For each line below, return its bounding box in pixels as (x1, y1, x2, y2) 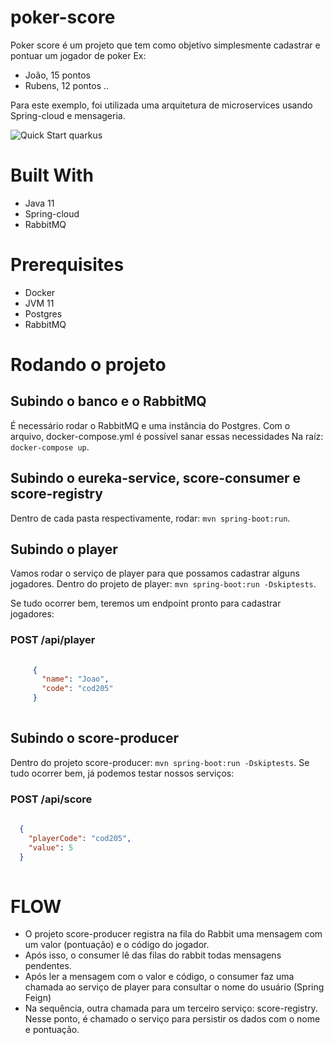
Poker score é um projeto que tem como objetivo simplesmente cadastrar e (10, 39, 321, 51)
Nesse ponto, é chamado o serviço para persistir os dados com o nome (24, 1013, 321, 1025)
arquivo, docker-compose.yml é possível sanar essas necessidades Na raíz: (10, 430, 324, 442)
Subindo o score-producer (10, 730, 180, 747)
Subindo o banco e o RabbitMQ (10, 393, 207, 410)
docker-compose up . (10, 441, 90, 453)
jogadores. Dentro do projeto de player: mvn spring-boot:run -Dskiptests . (10, 578, 317, 590)
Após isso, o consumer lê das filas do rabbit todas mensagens (24, 949, 282, 961)
